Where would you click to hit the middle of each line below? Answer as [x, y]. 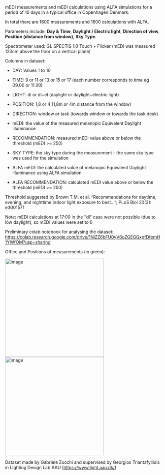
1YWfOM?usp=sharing [28, 242]
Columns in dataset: [25, 61]
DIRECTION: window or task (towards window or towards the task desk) [85, 114]
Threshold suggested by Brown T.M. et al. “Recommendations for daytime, [81, 197]
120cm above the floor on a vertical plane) [48, 51]
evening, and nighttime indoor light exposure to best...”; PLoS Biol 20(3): [78, 202]
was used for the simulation [40, 158]
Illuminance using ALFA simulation [47, 173]
